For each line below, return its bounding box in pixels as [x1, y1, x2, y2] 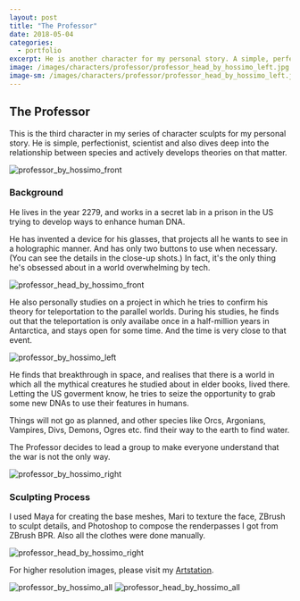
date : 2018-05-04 [9, 29, 74, 38]
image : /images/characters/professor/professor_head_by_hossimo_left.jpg [9, 63, 290, 72]
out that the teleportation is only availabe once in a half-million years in [9, 315, 270, 326]
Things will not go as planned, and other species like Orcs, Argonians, [9, 414, 266, 425]
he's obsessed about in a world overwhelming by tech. [9, 262, 211, 272]
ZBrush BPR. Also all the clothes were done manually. [9, 530, 206, 541]
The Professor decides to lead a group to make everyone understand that [9, 441, 279, 452]
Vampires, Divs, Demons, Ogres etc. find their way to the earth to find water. [9, 424, 290, 435]
